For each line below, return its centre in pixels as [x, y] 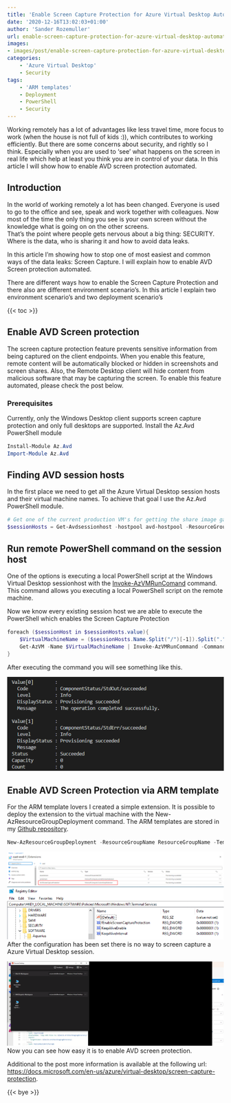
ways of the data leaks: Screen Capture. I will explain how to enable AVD [110, 261]
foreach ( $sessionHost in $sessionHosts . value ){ [78, 632]
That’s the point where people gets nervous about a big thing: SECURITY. [111, 234]
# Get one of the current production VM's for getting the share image [112, 520]
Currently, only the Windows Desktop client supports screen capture [104, 418]
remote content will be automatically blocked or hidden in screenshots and [113, 363]
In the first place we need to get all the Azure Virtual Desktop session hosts [113, 492]
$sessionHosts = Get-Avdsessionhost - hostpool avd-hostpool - [98, 527]
